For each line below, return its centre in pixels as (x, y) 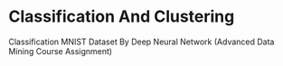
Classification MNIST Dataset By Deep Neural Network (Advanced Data (141, 42)
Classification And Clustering (122, 17)
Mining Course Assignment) (61, 51)
